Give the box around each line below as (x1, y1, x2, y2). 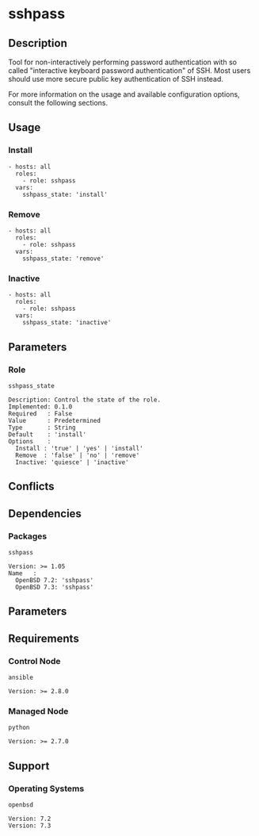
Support (8, 759, 50, 773)
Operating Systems (8, 783, 85, 794)
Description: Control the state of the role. (8, 396, 161, 404)
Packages (8, 531, 48, 542)
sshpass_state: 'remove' (22, 255, 105, 263)
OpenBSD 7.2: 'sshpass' (15, 577, 93, 585)
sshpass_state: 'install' (22, 190, 109, 198)
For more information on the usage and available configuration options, (8, 90, 240, 99)
